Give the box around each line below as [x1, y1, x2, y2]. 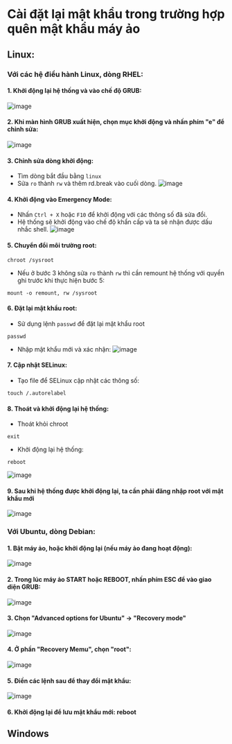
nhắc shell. [17, 225, 48, 234]
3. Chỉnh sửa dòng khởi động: [7, 156, 93, 165]
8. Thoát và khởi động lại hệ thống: [7, 404, 109, 413]
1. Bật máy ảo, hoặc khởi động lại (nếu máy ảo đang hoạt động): [7, 544, 193, 552]
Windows [7, 728, 49, 740]
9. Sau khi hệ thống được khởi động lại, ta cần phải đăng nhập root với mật [7, 487, 224, 495]
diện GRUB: [7, 582, 41, 591]
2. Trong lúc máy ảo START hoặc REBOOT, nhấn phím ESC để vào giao [7, 576, 212, 584]
